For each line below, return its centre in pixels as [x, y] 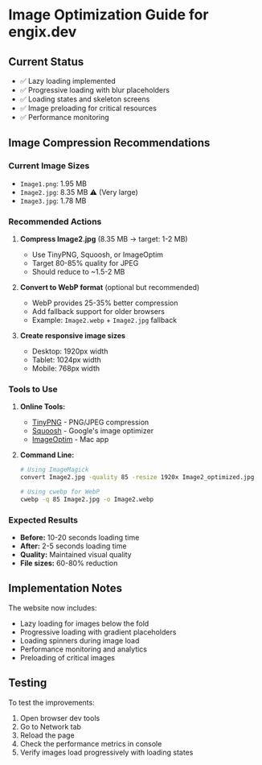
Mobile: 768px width [66, 368]
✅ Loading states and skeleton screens [85, 99]
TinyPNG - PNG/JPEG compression [90, 422]
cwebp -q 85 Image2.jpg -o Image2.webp [87, 499]
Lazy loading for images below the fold [84, 623]
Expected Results [43, 519]
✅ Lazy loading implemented [68, 81]
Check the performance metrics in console [91, 743]
